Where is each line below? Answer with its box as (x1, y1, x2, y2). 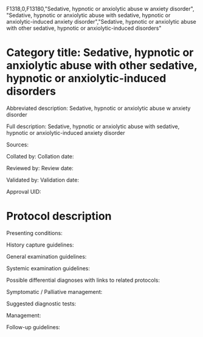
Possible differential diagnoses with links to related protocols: (6, 276, 160, 284)
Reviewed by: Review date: (6, 164, 74, 172)
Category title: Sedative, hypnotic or (6, 46, 194, 60)
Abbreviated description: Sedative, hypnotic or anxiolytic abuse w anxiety (6, 104, 191, 112)
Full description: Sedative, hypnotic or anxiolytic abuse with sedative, (6, 123, 180, 130)
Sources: (6, 141, 29, 148)
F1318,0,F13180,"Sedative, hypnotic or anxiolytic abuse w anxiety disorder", (6, 5, 194, 12)
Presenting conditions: (6, 229, 63, 236)
